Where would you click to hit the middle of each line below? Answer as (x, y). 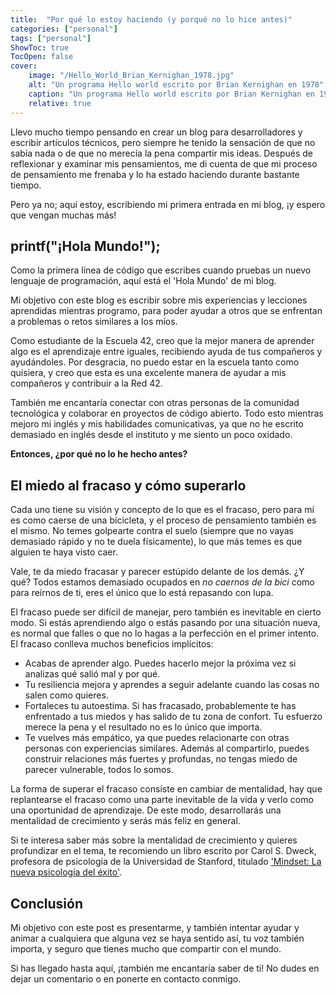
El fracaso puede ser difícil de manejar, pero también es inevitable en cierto (166, 612)
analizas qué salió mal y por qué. (92, 674)
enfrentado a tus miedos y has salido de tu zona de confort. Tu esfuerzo (173, 717)
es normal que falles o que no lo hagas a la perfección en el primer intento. (165, 633)
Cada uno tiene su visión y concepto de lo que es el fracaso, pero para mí (162, 510)
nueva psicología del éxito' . (66, 872)
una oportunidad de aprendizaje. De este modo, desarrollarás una (146, 810)
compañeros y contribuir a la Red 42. (86, 383)
